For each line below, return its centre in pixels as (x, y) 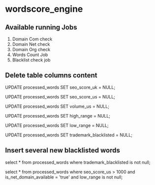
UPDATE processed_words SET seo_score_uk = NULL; (60, 87)
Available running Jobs (41, 27)
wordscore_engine (44, 9)
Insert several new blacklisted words (63, 150)
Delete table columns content (51, 76)
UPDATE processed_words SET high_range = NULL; (58, 116)
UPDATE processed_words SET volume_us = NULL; (57, 106)
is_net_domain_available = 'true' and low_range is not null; (64, 177)
